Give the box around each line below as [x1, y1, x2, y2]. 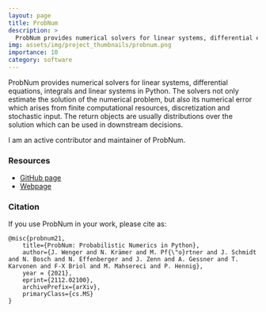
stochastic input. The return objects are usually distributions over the [8, 111, 234, 121]
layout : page [8, 11, 51, 20]
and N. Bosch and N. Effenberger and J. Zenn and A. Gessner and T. [8, 256, 239, 264]
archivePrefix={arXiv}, [22, 283, 101, 291]
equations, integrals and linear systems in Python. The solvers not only [8, 86, 239, 95]
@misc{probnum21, [8, 235, 66, 243]
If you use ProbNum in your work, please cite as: [8, 219, 167, 229]
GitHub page [19, 173, 62, 183]
